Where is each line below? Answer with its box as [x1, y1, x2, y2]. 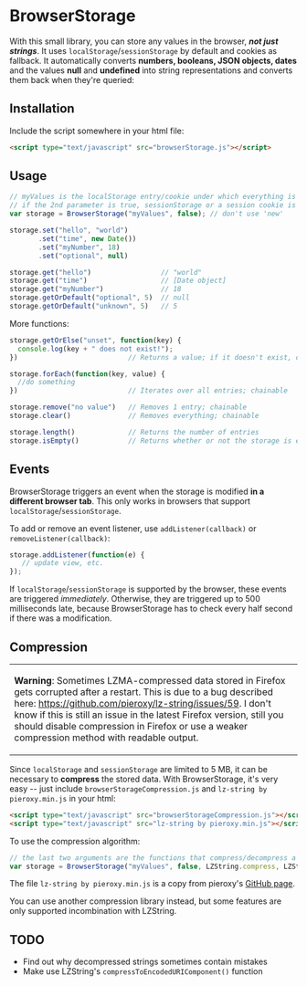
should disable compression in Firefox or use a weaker [14, 719, 249, 732]
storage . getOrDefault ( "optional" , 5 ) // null [9, 293, 190, 302]
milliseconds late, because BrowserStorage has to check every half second [9, 603, 293, 614]
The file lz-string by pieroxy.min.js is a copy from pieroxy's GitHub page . [9, 878, 295, 889]
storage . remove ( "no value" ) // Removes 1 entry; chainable [9, 403, 248, 412]
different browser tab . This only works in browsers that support [9, 495, 251, 507]
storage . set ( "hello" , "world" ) [9, 226, 129, 236]
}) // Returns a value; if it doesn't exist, [9, 352, 292, 362]
